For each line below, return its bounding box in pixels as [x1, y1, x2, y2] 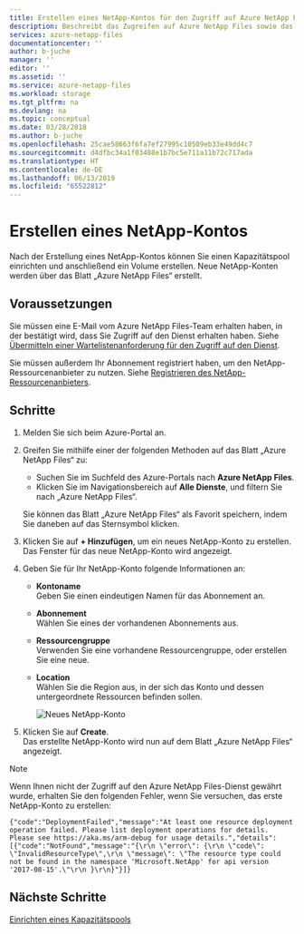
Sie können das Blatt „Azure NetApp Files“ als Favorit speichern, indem [22, 509, 288, 520]
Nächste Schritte [9, 890, 107, 905]
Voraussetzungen [9, 297, 113, 312]
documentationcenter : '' [9, 38, 103, 48]
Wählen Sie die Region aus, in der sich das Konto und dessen [35, 681, 264, 692]
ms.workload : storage [9, 89, 91, 98]
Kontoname [35, 580, 81, 591]
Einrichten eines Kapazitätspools [9, 913, 131, 925]
